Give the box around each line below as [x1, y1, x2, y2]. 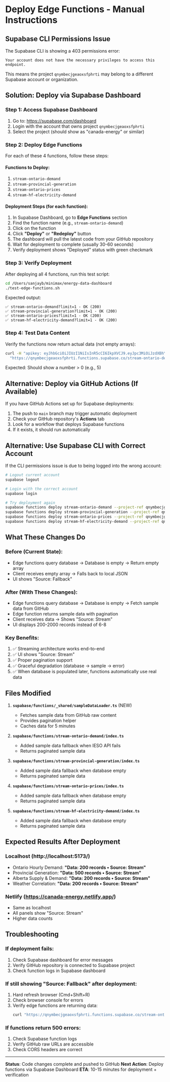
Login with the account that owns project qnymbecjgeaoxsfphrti [12, 123, 145, 129]
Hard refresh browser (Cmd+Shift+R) [12, 992, 90, 998]
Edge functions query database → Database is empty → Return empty [12, 560, 159, 566]
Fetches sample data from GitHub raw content [20, 712, 117, 718]
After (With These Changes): [5, 589, 78, 596]
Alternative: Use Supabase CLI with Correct [5, 441, 146, 450]
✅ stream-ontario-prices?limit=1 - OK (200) [5, 313, 102, 319]
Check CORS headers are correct [12, 1047, 82, 1053]
